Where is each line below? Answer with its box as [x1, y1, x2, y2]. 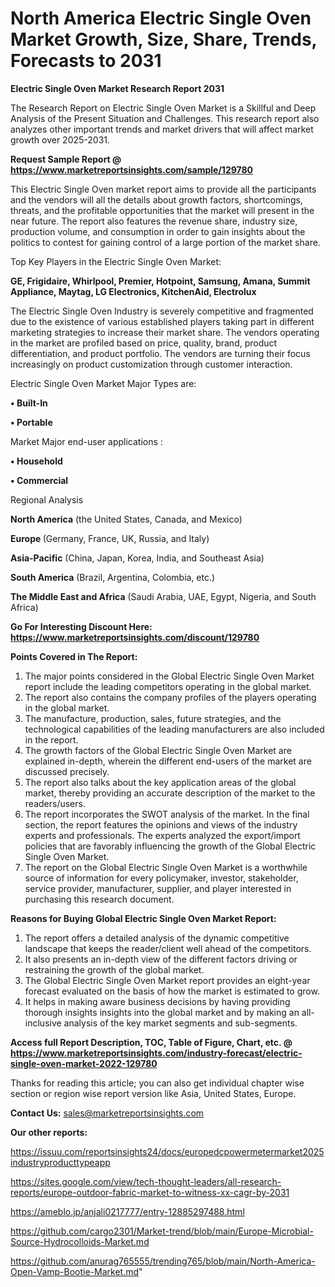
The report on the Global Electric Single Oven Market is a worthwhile [24, 861, 308, 873]
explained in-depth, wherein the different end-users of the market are [24, 755, 312, 767]
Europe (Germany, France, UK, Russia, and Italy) [10, 532, 210, 544]
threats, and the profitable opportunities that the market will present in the [10, 204, 315, 216]
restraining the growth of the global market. [24, 963, 205, 976]
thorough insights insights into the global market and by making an [24, 1006, 300, 1018]
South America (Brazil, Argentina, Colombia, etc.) [10, 571, 216, 583]
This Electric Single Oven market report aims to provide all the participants [10, 183, 317, 195]
